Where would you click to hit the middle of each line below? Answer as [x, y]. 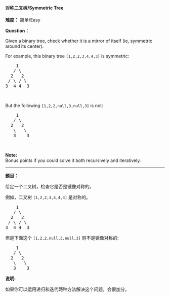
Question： [17, 31]
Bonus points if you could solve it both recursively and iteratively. [73, 160]
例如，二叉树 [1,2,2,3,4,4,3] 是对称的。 [48, 197]
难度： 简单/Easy [23, 20]
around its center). [25, 46]
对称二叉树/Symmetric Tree [34, 8]
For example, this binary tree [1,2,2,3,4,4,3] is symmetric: [67, 56]
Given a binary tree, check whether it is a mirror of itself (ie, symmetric [79, 41]
